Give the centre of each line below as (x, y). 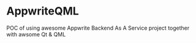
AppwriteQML (43, 11)
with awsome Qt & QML (36, 34)
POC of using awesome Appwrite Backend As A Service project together (98, 28)
